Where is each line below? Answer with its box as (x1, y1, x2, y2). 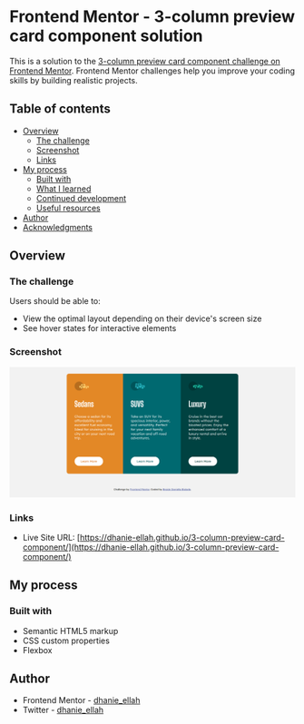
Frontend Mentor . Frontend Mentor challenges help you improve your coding (9, 65, 296, 76)
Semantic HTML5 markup (22, 625, 119, 636)
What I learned (35, 183, 92, 194)
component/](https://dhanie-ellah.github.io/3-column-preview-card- (22, 542, 279, 553)
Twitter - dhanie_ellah (22, 705, 104, 716)
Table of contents (9, 102, 111, 117)
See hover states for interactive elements (22, 323, 177, 334)
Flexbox (22, 644, 53, 655)
